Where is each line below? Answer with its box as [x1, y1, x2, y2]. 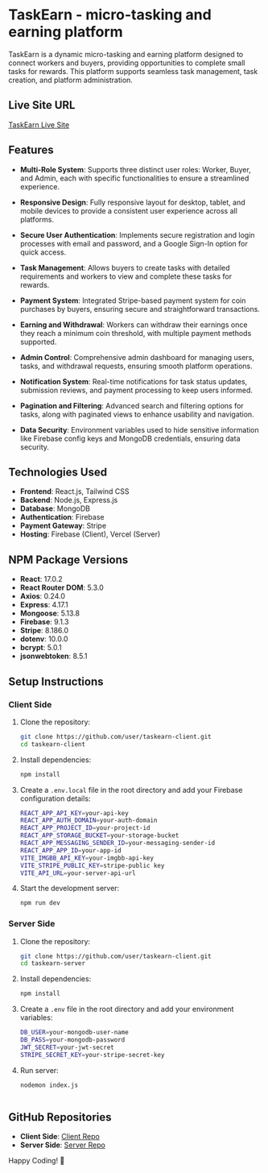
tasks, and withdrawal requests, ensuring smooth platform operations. [19, 361, 254, 371]
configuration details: [19, 794, 91, 803]
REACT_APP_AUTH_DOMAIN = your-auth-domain [19, 816, 158, 825]
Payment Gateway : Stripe [19, 521, 107, 531]
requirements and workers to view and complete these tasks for [19, 271, 232, 281]
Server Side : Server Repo [19, 1140, 106, 1150]
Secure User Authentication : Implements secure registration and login [19, 230, 255, 239]
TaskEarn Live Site [8, 119, 70, 130]
